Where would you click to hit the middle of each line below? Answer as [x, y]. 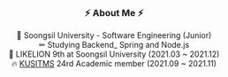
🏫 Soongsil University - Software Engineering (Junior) [114, 35]
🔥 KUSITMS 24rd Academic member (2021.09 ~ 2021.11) [114, 64]
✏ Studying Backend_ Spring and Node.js [114, 45]
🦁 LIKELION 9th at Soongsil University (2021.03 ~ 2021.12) [114, 54]
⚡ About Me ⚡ [114, 12]
